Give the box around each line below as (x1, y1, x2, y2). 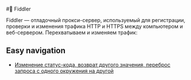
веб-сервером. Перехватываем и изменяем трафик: (6, 29, 138, 36)
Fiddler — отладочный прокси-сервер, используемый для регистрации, (6, 17, 186, 23)
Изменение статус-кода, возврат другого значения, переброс (14, 61, 171, 68)
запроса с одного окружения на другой (14, 67, 114, 74)
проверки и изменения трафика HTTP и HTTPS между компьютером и (6, 23, 183, 30)
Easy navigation (6, 46, 66, 56)
